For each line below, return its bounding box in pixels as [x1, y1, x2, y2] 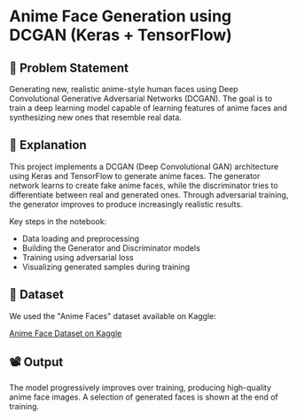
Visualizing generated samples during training [21, 261, 191, 272]
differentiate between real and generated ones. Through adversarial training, [9, 189, 289, 200]
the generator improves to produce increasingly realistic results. [9, 198, 243, 209]
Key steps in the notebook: [9, 215, 107, 227]
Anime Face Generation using [9, 6, 232, 27]
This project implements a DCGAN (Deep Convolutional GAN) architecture [9, 161, 279, 172]
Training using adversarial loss [21, 252, 135, 262]
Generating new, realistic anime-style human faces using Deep [9, 84, 238, 94]
